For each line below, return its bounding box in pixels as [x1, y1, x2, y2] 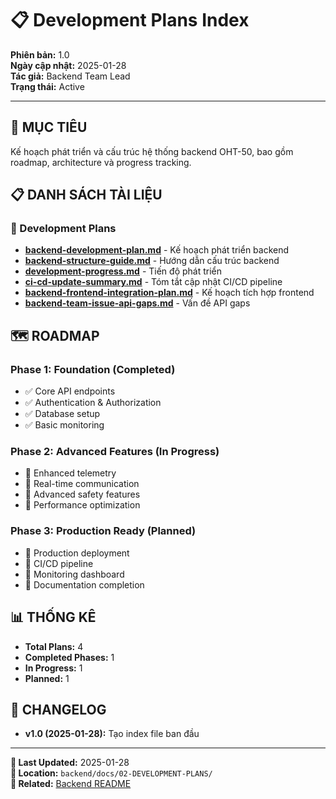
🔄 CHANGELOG [10, 701, 107, 718]
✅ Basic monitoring [24, 419, 105, 431]
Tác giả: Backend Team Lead [10, 70, 131, 82]
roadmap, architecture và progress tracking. [10, 156, 192, 168]
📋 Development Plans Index [10, 9, 250, 32]
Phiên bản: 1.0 [10, 48, 70, 61]
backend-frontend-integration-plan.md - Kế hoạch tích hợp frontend [24, 287, 315, 299]
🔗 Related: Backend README [10, 778, 132, 790]
